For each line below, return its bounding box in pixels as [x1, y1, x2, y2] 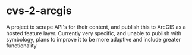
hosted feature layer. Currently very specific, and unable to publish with [6, 29, 182, 36]
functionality [6, 42, 37, 49]
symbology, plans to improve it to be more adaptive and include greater [6, 36, 181, 43]
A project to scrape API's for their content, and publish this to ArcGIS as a [6, 23, 186, 30]
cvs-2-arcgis [6, 4, 73, 18]
